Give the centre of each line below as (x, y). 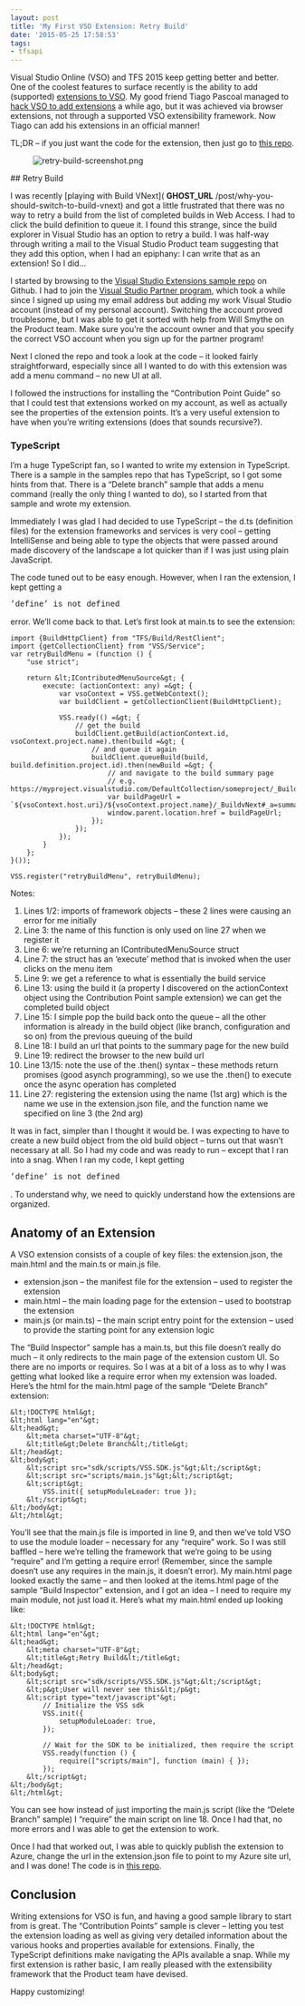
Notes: (23, 894)
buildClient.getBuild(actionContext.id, (152, 734)
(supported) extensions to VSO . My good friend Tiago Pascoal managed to (149, 97)
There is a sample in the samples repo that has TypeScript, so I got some (146, 475)
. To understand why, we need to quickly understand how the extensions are (153, 1195)
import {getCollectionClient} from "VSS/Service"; (108, 646)
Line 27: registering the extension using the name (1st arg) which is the (155, 1094)
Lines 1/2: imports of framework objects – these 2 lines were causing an (157, 911)
